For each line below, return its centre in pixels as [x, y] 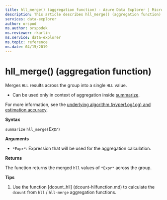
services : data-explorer [31, 19]
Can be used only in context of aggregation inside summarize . [76, 95]
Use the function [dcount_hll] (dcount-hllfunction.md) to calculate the [83, 187]
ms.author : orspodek [27, 28]
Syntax [13, 119]
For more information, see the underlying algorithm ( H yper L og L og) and [78, 104]
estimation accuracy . [27, 109]
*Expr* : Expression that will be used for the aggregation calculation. [82, 148]
